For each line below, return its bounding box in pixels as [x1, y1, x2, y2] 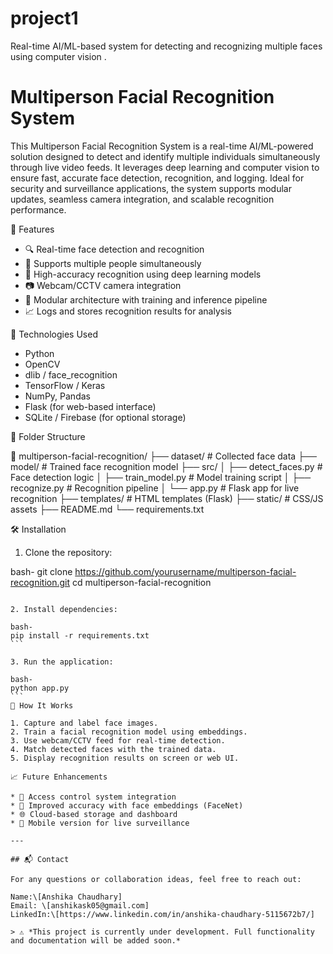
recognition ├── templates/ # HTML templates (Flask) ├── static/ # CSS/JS [10, 492, 324, 504]
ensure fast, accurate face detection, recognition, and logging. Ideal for [10, 172, 305, 184]
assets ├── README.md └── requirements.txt [10, 503, 205, 515]
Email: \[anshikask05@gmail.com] [10, 900, 150, 911]
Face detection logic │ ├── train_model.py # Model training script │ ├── [10, 471, 312, 483]
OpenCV [24, 358, 61, 370]
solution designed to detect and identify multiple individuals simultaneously [10, 150, 321, 162]
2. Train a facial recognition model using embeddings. [10, 727, 248, 737]
